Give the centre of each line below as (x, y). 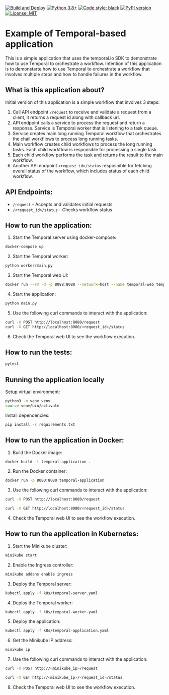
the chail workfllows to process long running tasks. (65, 139)
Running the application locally (55, 380)
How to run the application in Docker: (65, 440)
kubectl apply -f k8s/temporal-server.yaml (52, 593)
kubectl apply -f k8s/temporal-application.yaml (57, 631)
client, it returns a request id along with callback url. (66, 117)
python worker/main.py (29, 266)
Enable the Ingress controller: (43, 565)
